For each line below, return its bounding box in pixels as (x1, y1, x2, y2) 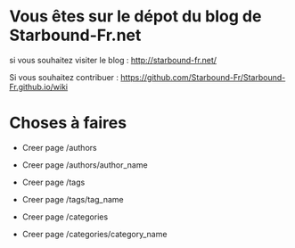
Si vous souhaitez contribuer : (9, 71, 119, 82)
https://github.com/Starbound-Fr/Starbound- (119, 71, 286, 82)
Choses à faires (9, 113, 127, 133)
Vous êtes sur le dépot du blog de (9, 6, 262, 27)
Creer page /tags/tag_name (21, 194, 124, 204)
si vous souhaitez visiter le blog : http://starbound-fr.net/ (9, 54, 217, 65)
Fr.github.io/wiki (9, 81, 69, 92)
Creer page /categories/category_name (21, 228, 168, 239)
